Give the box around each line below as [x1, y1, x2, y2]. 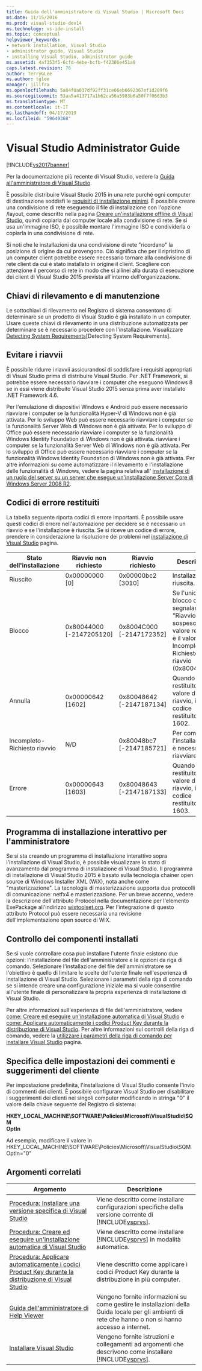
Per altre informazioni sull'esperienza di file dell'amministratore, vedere [6, 1007, 183, 1014]
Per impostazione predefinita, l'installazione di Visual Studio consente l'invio [6, 1081, 195, 1089]
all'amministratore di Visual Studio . [6, 179, 92, 187]
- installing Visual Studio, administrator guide [6, 54, 133, 60]
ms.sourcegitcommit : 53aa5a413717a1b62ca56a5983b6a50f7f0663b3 [6, 93, 168, 99]
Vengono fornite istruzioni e [96, 1332, 175, 1341]
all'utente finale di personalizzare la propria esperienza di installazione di [6, 989, 187, 996]
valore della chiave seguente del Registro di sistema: [6, 1101, 136, 1108]
